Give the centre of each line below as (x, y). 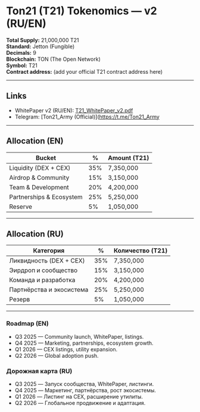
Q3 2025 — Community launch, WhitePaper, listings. (79, 336)
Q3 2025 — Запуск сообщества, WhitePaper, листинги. (84, 384)
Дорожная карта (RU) (39, 371)
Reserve (21, 207)
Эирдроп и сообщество (43, 270)
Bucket (46, 158)
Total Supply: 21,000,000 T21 (43, 40)
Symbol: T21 (22, 65)
